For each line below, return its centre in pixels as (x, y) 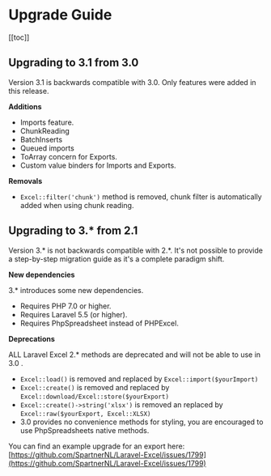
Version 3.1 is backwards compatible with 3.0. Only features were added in (132, 82)
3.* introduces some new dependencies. (76, 290)
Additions (25, 106)
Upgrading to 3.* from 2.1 (73, 231)
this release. (29, 91)
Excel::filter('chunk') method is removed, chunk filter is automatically (141, 197)
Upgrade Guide (60, 15)
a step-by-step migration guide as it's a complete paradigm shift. (116, 259)
